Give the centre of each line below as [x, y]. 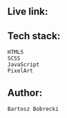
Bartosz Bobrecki [33, 109]
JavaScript [24, 65]
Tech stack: [34, 36]
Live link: [28, 12]
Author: [25, 93]
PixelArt [20, 71]
